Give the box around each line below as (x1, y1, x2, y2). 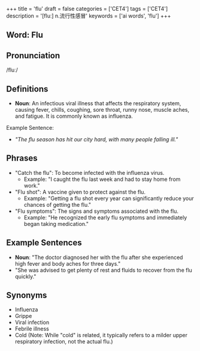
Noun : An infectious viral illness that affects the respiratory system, (14, 100, 181, 107)
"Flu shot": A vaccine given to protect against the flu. (14, 188, 146, 195)
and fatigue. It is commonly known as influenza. (14, 112, 133, 120)
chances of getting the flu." (23, 201, 92, 208)
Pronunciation (6, 50, 60, 61)
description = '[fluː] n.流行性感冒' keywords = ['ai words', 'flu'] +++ (6, 12, 171, 19)
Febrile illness (14, 325, 49, 332)
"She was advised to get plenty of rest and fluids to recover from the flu (14, 266, 193, 273)
